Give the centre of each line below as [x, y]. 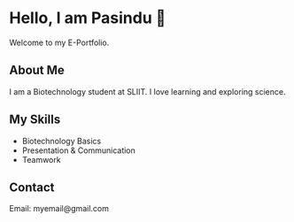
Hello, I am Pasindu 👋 [88, 18]
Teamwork [41, 159]
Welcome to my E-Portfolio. [59, 42]
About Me [37, 70]
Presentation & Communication [78, 150]
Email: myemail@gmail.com [59, 209]
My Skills [35, 120]
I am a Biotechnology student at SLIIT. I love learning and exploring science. [147, 91]
